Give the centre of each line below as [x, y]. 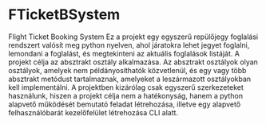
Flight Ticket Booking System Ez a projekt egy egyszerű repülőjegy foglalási [133, 37]
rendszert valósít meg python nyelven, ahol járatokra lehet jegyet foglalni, [129, 45]
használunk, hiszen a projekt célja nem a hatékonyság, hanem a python [126, 95]
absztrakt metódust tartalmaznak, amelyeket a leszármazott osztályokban [130, 79]
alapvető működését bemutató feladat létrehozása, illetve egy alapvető [125, 104]
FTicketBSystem [64, 15]
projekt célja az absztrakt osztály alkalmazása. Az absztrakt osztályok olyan [133, 62]
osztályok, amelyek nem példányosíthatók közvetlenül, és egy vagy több [127, 70]
